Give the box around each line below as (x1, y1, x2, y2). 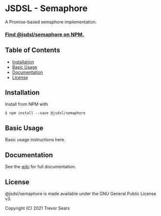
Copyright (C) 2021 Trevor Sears (5, 205, 70, 211)
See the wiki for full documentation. (5, 164, 76, 170)
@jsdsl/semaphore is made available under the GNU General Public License (5, 190, 157, 197)
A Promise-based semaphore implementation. (5, 19, 97, 25)
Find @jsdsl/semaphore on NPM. (5, 31, 84, 38)
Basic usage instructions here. (5, 137, 65, 143)
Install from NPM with (5, 101, 48, 107)
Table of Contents (5, 46, 61, 54)
